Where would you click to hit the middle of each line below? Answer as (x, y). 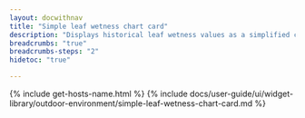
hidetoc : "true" (40, 60)
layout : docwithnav (46, 18)
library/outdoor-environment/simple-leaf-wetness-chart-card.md (131, 103)
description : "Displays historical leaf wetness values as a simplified (150, 34)
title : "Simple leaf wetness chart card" (89, 26)
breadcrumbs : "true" (49, 43)
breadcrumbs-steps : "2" (54, 52)
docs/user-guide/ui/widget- (241, 93)
